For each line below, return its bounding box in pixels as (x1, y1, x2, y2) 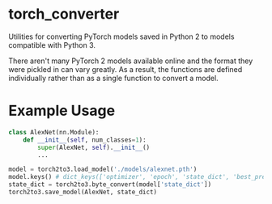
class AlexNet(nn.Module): (8, 128, 100, 136)
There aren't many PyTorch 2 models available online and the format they (8, 56, 253, 66)
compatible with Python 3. (8, 40, 96, 49)
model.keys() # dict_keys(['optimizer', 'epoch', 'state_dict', (8, 173, 230, 181)
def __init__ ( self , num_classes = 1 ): (23, 135, 147, 144)
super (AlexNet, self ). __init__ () (37, 143, 151, 151)
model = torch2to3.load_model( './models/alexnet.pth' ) (8, 165, 198, 174)
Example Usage (8, 102, 116, 120)
